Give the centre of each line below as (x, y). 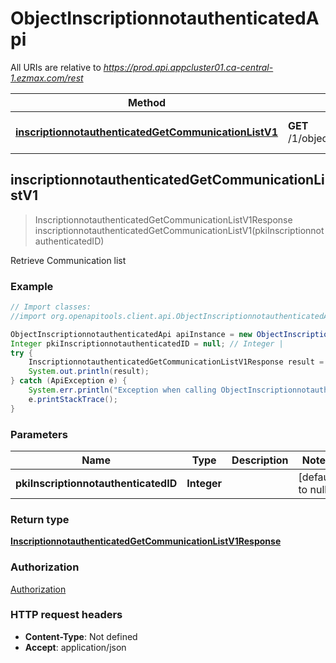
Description (260, 460)
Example (32, 286)
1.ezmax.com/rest (47, 78)
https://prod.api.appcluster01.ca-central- (188, 67)
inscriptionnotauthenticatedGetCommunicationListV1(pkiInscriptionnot (179, 230)
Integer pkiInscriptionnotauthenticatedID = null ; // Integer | (147, 343)
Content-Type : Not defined (81, 636)
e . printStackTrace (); (73, 399)
